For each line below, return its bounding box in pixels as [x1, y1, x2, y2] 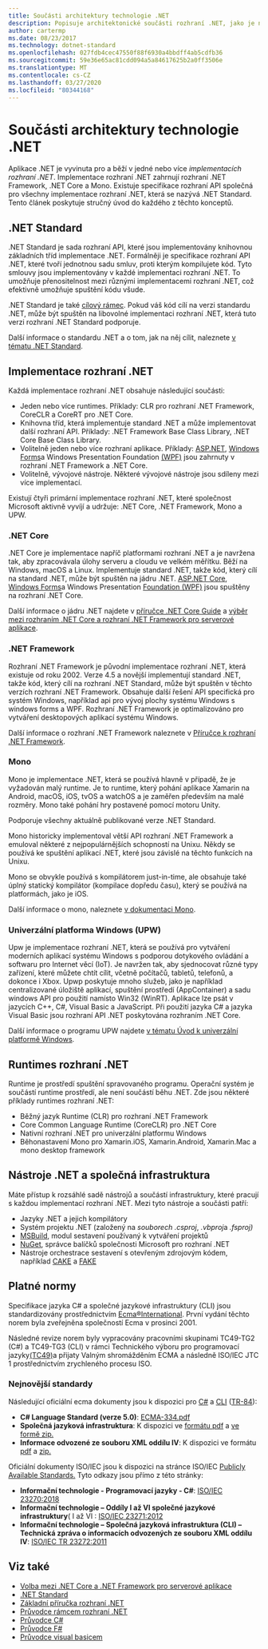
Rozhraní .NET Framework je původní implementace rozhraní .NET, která [8, 661, 246, 671]
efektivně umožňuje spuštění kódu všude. [8, 285, 146, 294]
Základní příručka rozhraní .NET [19, 1598, 124, 1607]
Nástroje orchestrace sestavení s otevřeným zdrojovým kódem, [19, 1248, 228, 1257]
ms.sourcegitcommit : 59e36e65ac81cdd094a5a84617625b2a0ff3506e [8, 57, 223, 65]
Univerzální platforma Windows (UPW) [8, 924, 161, 936]
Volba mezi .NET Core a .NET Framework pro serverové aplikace [19, 1581, 233, 1591]
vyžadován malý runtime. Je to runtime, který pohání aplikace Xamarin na [8, 783, 250, 793]
